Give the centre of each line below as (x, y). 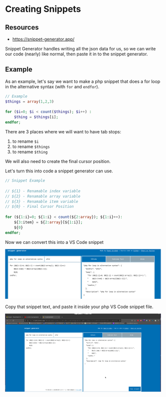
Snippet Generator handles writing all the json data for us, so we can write (81, 49)
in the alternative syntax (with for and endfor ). (52, 86)
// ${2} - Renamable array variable (43, 196)
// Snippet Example (25, 181)
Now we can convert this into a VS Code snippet (54, 242)
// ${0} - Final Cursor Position (40, 207)
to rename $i (25, 141)
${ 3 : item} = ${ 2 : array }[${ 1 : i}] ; (48, 222)
